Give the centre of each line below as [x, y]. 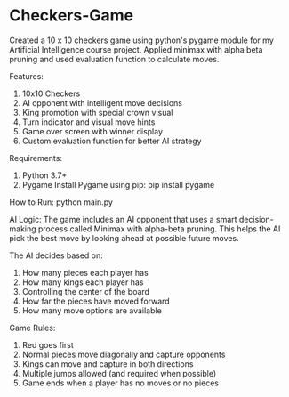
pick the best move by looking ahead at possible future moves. [124, 238]
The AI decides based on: [56, 255]
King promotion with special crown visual [97, 112]
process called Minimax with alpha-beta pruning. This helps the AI [159, 229]
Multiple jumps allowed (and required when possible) [119, 373]
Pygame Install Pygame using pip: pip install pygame [118, 184]
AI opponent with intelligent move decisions [102, 102]
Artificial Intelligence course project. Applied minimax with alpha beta [136, 49]
